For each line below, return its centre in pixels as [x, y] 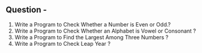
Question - [26, 10]
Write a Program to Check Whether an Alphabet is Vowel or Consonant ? [105, 31]
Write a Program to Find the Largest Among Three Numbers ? [91, 37]
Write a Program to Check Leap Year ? [62, 43]
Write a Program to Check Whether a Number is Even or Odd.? [92, 24]
